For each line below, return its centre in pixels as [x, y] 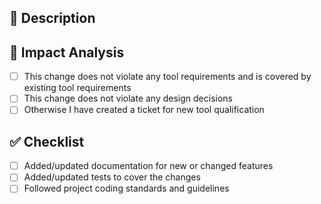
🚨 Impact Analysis [67, 52]
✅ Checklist [47, 141]
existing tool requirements [77, 88]
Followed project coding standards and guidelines [126, 188]
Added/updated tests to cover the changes [112, 177]
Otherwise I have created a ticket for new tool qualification [144, 110]
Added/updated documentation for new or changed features [148, 166]
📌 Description [52, 18]
